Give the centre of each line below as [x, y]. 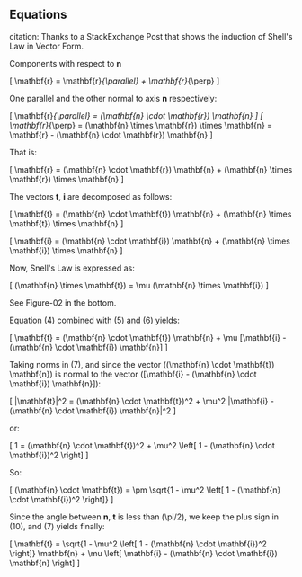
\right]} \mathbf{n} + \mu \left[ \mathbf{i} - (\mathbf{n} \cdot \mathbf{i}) [144, 553]
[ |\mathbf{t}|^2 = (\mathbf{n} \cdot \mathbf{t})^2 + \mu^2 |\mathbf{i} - [142, 401]
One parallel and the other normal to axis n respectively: [113, 98]
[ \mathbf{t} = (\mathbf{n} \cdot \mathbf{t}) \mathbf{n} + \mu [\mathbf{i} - [148, 337]
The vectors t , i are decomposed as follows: [91, 196]
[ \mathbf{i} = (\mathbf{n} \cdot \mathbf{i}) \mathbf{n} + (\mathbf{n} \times [150, 241]
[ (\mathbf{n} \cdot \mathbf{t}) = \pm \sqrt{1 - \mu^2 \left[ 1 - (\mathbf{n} [145, 490]
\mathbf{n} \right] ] [45, 563]
